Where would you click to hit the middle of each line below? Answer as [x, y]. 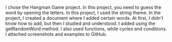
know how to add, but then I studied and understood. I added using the [80, 23]
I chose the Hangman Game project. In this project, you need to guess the [83, 7]
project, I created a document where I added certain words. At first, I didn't [84, 18]
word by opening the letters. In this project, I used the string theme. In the [83, 13]
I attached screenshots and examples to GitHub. [56, 34]
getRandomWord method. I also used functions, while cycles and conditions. [86, 29]
